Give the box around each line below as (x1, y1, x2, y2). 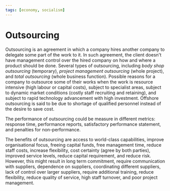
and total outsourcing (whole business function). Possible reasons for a (5, 73, 156, 79)
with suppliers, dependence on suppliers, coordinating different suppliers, (5, 163, 161, 170)
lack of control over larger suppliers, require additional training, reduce (5, 169, 154, 175)
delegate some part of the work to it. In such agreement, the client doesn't (5, 51, 162, 58)
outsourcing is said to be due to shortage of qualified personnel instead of (5, 100, 162, 106)
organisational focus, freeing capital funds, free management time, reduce (5, 142, 162, 148)
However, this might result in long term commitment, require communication (5, 158, 165, 164)
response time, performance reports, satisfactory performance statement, (5, 121, 161, 127)
